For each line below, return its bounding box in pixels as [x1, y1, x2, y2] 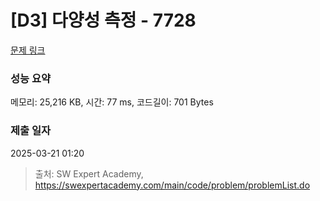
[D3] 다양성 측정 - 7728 [10, 9, 197, 32]
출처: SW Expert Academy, [34, 167, 144, 180]
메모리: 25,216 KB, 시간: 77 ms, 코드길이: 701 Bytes [10, 96, 214, 108]
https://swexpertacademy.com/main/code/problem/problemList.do [34, 179, 311, 191]
